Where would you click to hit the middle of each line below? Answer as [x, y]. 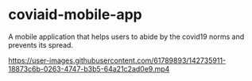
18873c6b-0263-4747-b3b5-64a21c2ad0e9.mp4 [89, 68]
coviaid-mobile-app [75, 15]
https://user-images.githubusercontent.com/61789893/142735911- [117, 60]
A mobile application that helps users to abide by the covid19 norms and [126, 37]
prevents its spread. [41, 44]
